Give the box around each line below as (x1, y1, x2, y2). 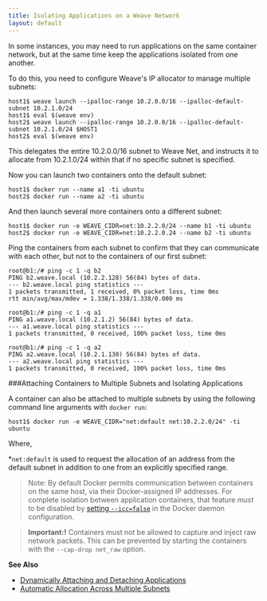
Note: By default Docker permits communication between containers (27, 477, 253, 487)
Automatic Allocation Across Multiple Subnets (19, 583, 171, 593)
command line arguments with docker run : (8, 402, 147, 411)
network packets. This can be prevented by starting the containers (27, 536, 247, 545)
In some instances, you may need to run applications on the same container (8, 41, 257, 50)
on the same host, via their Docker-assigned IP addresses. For (27, 486, 233, 496)
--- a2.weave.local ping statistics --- (8, 357, 145, 365)
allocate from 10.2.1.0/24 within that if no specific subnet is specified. (8, 155, 235, 164)
